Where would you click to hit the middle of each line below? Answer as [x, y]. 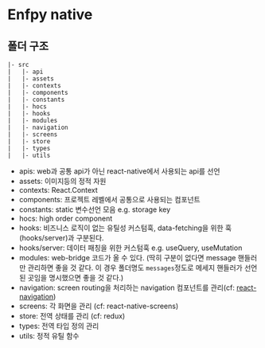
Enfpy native [50, 15]
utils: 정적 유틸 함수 [49, 336]
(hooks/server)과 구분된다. [61, 238]
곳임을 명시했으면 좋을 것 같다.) [76, 278]
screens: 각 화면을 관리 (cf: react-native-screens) [99, 306]
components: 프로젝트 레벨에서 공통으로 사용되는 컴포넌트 [109, 199]
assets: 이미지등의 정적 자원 [62, 181]
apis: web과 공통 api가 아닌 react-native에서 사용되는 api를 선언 [119, 171]
